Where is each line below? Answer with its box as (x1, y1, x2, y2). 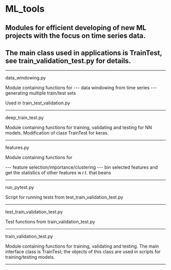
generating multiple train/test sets (5, 90, 76, 96)
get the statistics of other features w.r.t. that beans (5, 170, 111, 176)
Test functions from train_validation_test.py (5, 219, 95, 225)
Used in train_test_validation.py (5, 100, 70, 106)
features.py (5, 145, 30, 151)
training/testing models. (5, 254, 55, 260)
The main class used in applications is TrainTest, (5, 48, 162, 57)
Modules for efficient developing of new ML (5, 23, 147, 32)
